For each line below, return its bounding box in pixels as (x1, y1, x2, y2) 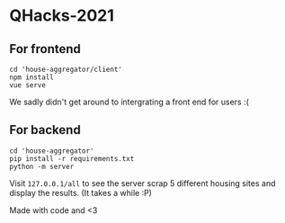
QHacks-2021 (9, 5, 115, 26)
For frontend (9, 41, 81, 57)
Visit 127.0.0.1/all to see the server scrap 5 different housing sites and (9, 177, 276, 189)
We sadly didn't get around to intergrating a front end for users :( (9, 96, 250, 107)
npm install (9, 73, 54, 82)
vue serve (9, 81, 47, 90)
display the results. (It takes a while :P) (9, 187, 153, 198)
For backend (9, 122, 81, 138)
